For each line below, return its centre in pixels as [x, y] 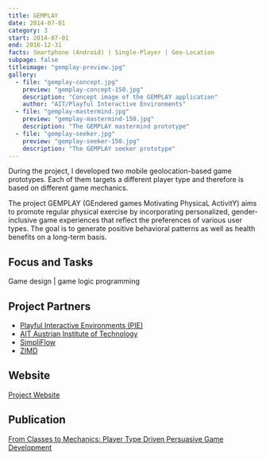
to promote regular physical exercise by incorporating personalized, [119, 212]
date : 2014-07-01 [37, 23]
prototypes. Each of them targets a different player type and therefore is [126, 180]
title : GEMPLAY [33, 15]
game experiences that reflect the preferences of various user [140, 220]
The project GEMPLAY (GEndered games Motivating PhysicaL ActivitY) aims [133, 203]
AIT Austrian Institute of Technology [79, 334]
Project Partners [50, 306]
